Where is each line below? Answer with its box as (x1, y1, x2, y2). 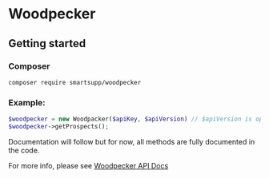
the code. (8, 145, 40, 155)
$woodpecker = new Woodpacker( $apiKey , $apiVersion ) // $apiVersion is (8, 115, 252, 124)
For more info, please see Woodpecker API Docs (8, 160, 169, 170)
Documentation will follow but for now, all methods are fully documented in (8, 136, 255, 146)
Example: (8, 97, 46, 108)
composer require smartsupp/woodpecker (8, 78, 142, 86)
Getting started (8, 37, 86, 50)
